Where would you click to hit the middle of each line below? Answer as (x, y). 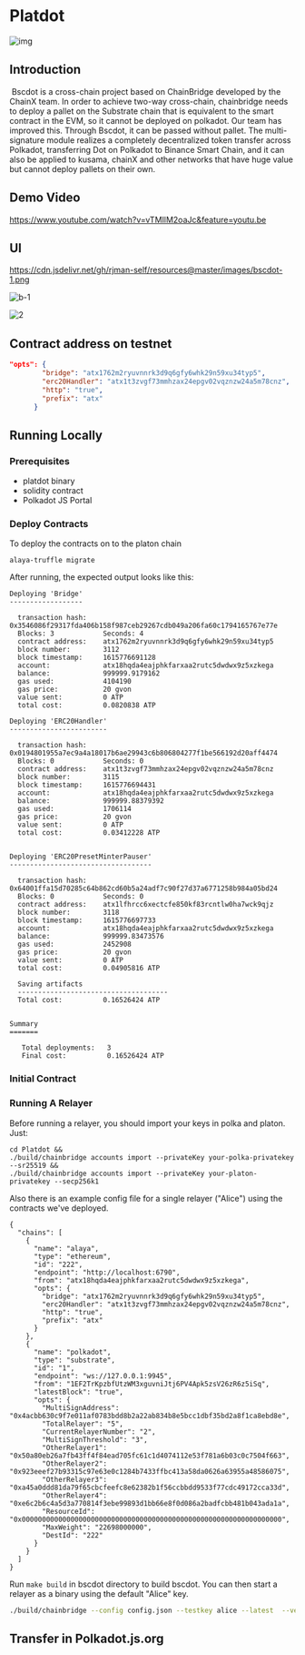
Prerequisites (39, 461)
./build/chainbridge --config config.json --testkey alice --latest (142, 1610)
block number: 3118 (69, 913)
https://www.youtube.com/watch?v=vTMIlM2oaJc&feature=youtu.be (138, 219)
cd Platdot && (36, 1149)
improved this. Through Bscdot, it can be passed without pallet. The (136, 130)
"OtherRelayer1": (74, 1447)
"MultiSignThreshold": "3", (95, 1439)
